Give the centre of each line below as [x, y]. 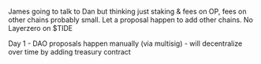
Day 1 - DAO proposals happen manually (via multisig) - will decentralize [125, 43]
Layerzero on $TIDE [41, 28]
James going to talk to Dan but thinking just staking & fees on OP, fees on [127, 11]
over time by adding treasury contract [70, 52]
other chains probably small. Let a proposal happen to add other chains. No [131, 20]
